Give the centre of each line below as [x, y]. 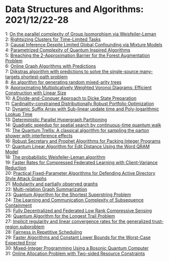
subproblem [32, 226]
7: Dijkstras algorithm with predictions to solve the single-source [72, 71]
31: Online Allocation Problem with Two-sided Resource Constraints [75, 253]
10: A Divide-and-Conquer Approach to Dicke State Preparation [71, 98]
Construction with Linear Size [36, 93]
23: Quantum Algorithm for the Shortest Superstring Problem [68, 194]
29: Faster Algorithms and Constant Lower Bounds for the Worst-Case [78, 237]
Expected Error [21, 242]
